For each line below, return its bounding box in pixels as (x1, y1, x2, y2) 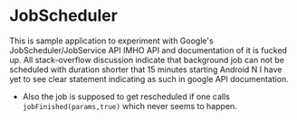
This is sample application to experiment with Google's (9, 35, 215, 46)
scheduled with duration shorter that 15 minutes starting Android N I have (9, 64, 283, 75)
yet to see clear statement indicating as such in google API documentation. (9, 73, 290, 84)
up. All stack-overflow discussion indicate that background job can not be (9, 54, 285, 65)
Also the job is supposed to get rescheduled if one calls (22, 91, 231, 102)
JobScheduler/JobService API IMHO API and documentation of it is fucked (9, 44, 288, 55)
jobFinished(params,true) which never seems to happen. (22, 100, 237, 111)
